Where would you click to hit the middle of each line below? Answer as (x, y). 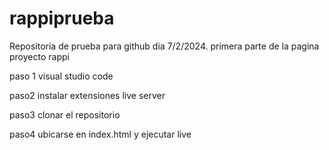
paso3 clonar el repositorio (65, 114)
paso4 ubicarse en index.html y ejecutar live (100, 134)
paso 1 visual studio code (61, 76)
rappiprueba (62, 18)
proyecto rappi (39, 56)
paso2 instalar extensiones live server (87, 95)
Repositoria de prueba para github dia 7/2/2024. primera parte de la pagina (164, 46)
